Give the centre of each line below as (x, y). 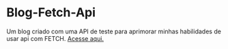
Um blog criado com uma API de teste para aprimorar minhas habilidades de (114, 31)
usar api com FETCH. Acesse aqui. (55, 38)
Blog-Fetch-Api (51, 13)
